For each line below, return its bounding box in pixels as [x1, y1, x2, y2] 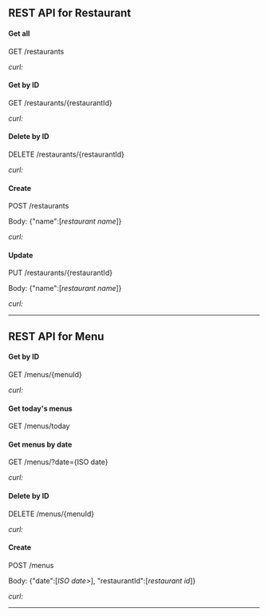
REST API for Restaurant [8, 6, 132, 20]
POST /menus [8, 560, 54, 570]
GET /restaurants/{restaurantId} [8, 97, 113, 107]
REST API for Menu [8, 329, 104, 343]
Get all [8, 28, 30, 38]
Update [8, 250, 33, 260]
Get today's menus [8, 403, 73, 413]
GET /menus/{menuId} [8, 370, 82, 379]
